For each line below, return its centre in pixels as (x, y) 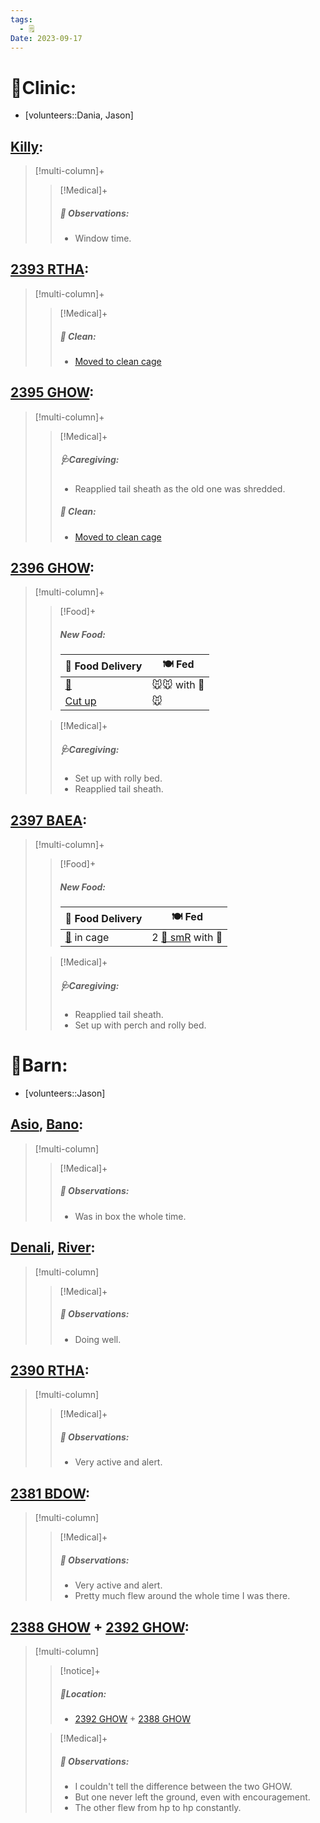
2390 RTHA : (50, 1371)
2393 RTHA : (50, 269)
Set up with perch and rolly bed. (140, 1025)
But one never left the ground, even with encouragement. (192, 1797)
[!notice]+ (80, 1670)
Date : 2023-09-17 (46, 38)
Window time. (103, 238)
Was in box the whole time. (130, 1216)
